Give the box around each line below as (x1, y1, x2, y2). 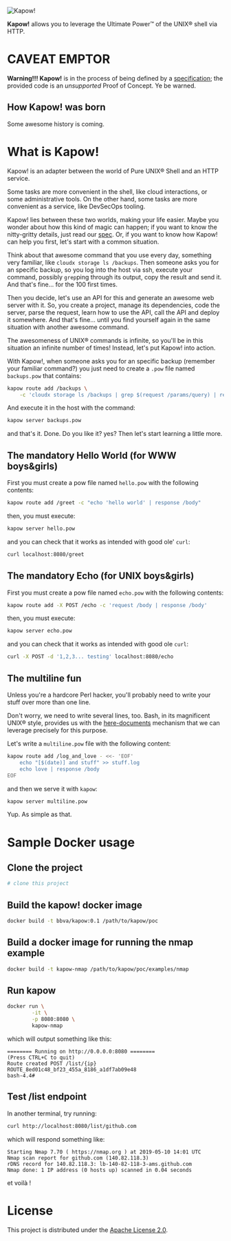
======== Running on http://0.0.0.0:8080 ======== (7, 1048, 155, 1055)
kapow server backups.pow (7, 417, 81, 424)
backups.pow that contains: (7, 371, 82, 379)
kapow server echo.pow (7, 628, 72, 635)
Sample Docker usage (7, 835, 135, 850)
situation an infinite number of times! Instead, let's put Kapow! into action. (7, 344, 216, 352)
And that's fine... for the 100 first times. (7, 280, 118, 288)
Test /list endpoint (7, 1091, 87, 1103)
